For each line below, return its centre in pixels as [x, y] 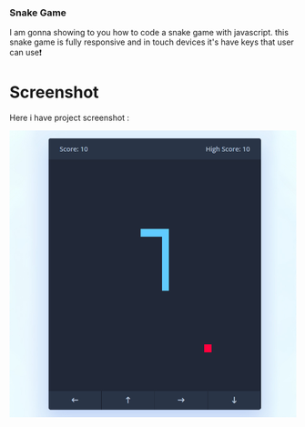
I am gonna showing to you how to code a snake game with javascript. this [149, 33]
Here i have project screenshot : [70, 118]
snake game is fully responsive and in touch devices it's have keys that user [152, 42]
